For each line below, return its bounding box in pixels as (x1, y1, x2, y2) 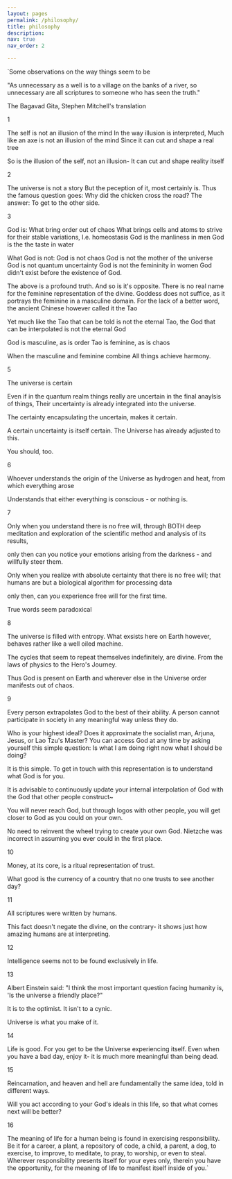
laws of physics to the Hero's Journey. (7, 660, 117, 669)
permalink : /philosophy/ (7, 17, 79, 24)
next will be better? (7, 1107, 62, 1115)
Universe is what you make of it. (7, 1018, 99, 1026)
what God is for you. (7, 772, 65, 780)
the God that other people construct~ (7, 793, 114, 801)
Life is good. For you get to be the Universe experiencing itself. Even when (7, 1045, 220, 1053)
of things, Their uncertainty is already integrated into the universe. (7, 400, 196, 408)
